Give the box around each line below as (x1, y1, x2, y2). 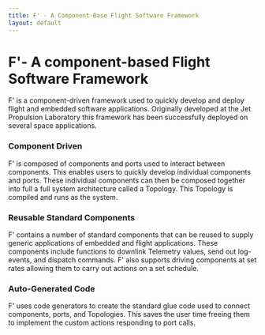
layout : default (8, 19, 62, 27)
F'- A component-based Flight (8, 53, 211, 71)
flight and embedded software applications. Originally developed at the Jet (8, 104, 252, 114)
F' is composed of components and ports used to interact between (8, 159, 226, 168)
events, (8, 255, 32, 265)
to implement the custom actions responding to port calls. (8, 318, 196, 328)
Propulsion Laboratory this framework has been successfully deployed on (8, 112, 248, 122)
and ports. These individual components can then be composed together (8, 175, 246, 185)
